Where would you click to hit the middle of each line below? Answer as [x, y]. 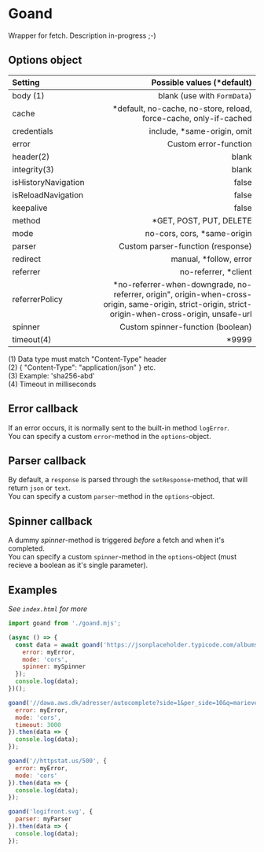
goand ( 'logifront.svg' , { [50, 812]
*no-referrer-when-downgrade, [174, 284]
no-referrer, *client [216, 271]
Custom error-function [209, 144]
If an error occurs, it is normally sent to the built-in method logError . [119, 428]
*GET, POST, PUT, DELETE [202, 220]
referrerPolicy [37, 299]
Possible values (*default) [202, 82]
